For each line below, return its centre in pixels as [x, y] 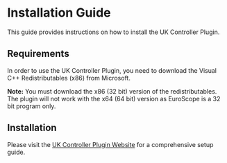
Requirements [38, 54]
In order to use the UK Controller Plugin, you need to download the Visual [112, 70]
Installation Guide [59, 13]
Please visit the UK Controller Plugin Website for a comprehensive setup [110, 144]
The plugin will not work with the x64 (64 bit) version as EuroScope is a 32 [114, 98]
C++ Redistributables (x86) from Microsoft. [69, 78]
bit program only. [32, 106]
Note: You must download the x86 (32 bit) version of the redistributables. [112, 91]
